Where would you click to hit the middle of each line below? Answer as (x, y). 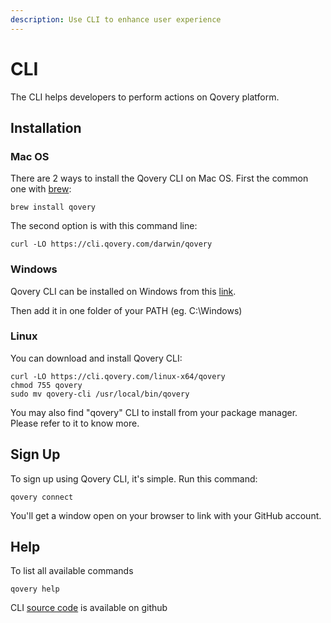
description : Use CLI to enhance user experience (116, 19)
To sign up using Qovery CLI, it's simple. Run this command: (134, 478)
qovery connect (42, 497)
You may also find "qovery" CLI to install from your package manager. (154, 412)
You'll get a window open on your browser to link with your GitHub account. (166, 515)
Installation (46, 127)
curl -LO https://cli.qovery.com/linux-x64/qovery (118, 376)
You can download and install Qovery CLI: (96, 358)
